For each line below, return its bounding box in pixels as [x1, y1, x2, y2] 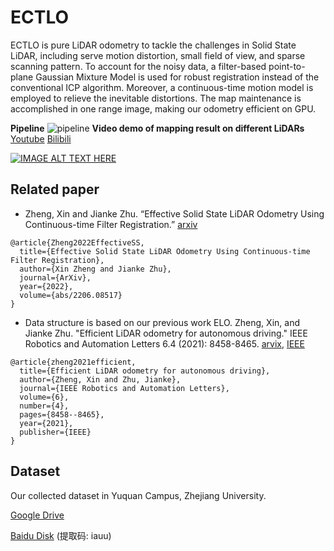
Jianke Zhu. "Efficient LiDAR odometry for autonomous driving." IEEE [24, 327, 308, 339]
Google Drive [10, 509, 65, 521]
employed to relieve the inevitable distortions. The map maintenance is [10, 92, 302, 104]
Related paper [10, 181, 100, 198]
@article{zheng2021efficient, [10, 357, 137, 367]
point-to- [268, 60, 306, 72]
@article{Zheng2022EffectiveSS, [10, 237, 145, 248]
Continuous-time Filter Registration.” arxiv [24, 218, 198, 230]
